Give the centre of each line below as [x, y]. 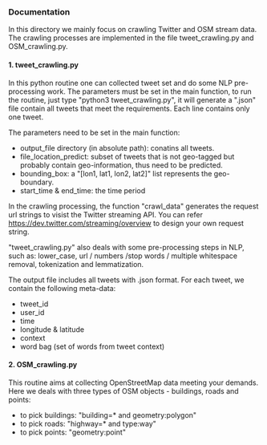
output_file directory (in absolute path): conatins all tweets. [117, 148]
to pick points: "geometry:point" [73, 432]
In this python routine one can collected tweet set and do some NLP [120, 83]
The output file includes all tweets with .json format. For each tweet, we [126, 280]
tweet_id [34, 304]
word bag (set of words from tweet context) [92, 346]
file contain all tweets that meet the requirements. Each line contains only [129, 108]
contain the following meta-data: [62, 288]
